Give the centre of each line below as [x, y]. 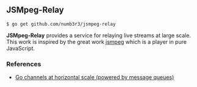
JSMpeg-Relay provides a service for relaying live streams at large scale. [99, 35]
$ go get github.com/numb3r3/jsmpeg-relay [61, 24]
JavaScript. [21, 48]
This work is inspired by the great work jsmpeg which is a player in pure [97, 41]
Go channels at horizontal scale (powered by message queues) [95, 77]
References [24, 64]
